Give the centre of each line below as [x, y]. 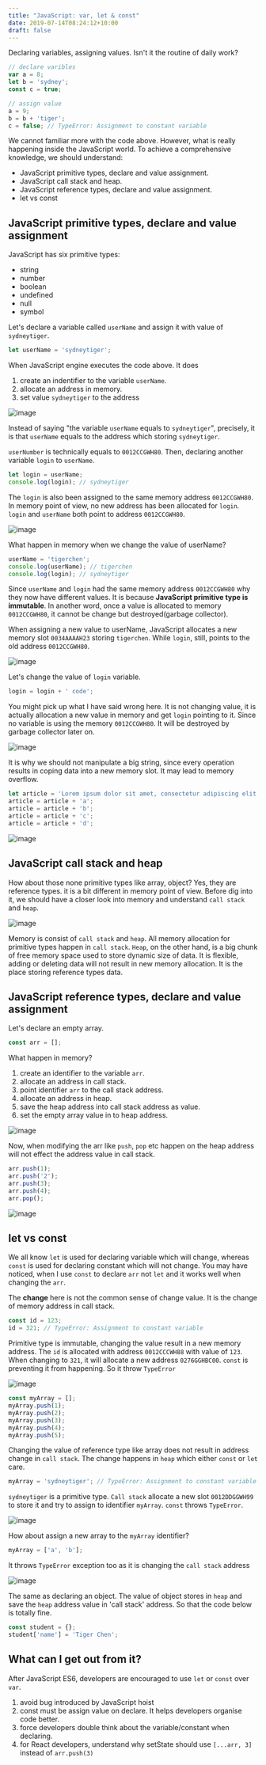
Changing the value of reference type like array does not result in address [129, 1450]
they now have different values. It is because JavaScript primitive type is [128, 598]
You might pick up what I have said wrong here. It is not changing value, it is [132, 707]
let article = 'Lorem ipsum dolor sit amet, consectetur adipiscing [123, 794]
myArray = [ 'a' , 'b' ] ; [46, 1551]
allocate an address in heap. [66, 1099]
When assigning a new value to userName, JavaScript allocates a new [123, 629]
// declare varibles [42, 67]
